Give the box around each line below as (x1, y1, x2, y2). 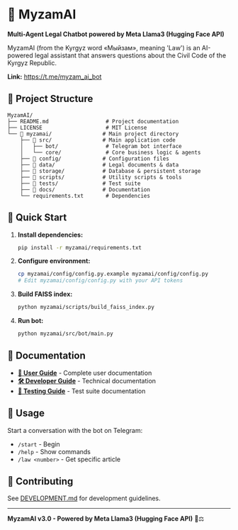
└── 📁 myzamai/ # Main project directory (7, 130, 179, 137)
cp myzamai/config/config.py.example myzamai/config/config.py (17, 271, 209, 278)
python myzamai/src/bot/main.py (17, 330, 113, 337)
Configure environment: (17, 256, 91, 265)
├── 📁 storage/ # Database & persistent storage (20, 167, 201, 174)
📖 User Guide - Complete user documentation (17, 368, 152, 377)
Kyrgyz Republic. (7, 58, 57, 67)
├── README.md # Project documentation (7, 118, 179, 125)
